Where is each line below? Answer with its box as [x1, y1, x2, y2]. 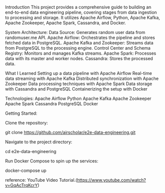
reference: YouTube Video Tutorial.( [5, 177, 77, 183]
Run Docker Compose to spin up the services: [5, 158, 99, 164]
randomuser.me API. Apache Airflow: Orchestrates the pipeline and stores [5, 34, 155, 40]
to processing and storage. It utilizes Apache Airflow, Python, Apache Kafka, [5, 15, 160, 20]
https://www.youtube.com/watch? [77, 177, 146, 183]
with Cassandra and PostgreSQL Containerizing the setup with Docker [5, 86, 148, 92]
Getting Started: [5, 110, 38, 116]
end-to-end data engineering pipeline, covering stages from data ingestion [5, 9, 157, 15]
